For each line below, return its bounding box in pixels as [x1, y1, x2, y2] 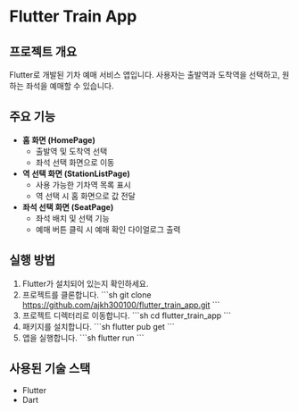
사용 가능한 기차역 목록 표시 [35, 179, 131, 189]
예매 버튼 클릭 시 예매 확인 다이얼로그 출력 [35, 223, 181, 234]
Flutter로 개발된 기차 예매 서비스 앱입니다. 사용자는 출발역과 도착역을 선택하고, [9, 70, 281, 80]
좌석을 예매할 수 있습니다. [25, 80, 114, 91]
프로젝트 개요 [9, 44, 78, 59]
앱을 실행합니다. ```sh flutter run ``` [21, 332, 145, 343]
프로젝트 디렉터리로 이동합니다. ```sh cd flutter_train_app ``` [21, 310, 232, 321]
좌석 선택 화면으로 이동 [35, 156, 115, 167]
